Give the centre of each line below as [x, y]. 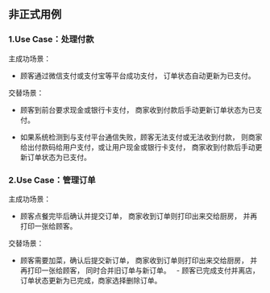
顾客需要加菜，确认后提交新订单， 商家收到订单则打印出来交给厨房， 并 [139, 260]
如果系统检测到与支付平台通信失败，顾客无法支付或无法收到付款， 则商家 [141, 137]
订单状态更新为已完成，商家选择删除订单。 [91, 280]
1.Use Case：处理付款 [51, 39]
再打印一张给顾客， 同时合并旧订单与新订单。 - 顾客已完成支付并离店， [139, 270]
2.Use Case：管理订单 [52, 180]
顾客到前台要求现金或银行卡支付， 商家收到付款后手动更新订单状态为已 [137, 109]
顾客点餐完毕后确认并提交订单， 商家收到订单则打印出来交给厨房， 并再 [139, 216]
